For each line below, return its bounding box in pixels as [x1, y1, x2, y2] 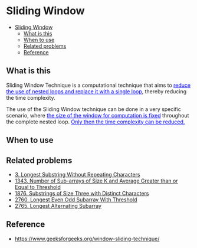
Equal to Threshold [14, 183, 61, 190]
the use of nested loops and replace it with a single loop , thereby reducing [6, 87, 187, 95]
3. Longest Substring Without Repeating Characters [14, 171, 140, 178]
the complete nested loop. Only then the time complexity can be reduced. [6, 118, 185, 125]
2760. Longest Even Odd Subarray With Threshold [14, 196, 137, 203]
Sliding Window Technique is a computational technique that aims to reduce [6, 81, 191, 89]
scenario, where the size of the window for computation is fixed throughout [6, 112, 189, 119]
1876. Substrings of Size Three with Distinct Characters [14, 190, 149, 197]
